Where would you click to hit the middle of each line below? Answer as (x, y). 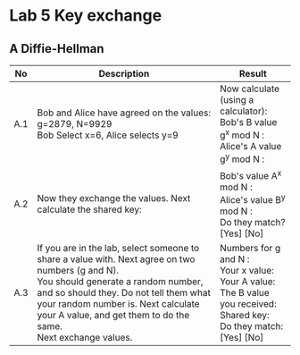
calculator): (244, 111)
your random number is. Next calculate (118, 304)
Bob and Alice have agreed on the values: (124, 113)
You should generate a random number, (120, 282)
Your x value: (247, 271)
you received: (248, 304)
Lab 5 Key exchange (86, 16)
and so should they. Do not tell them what (124, 293)
